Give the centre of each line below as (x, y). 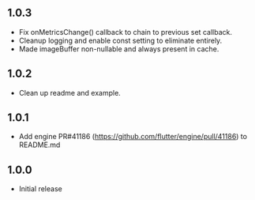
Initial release (40, 189)
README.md (39, 145)
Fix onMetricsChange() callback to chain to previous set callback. (125, 32)
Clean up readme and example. (70, 92)
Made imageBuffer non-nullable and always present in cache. (119, 49)
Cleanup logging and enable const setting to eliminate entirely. (120, 40)
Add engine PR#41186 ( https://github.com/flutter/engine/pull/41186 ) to (133, 137)
